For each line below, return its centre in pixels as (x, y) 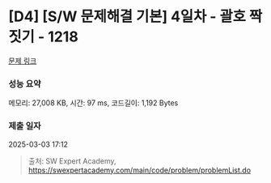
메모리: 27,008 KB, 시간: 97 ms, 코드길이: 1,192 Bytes (93, 103)
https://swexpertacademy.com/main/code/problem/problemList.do (140, 170)
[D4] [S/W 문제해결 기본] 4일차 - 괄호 (127, 17)
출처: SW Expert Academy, (72, 161)
